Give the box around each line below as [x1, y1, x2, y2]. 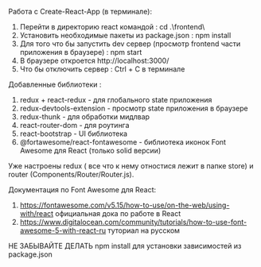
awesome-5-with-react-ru [19, 226, 107, 235]
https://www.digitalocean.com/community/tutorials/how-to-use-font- [19, 218, 247, 226]
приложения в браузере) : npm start [19, 48, 142, 56]
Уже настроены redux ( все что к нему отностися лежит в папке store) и [8, 161, 254, 170]
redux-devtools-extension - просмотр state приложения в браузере [19, 103, 248, 113]
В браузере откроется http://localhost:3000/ [19, 56, 169, 65]
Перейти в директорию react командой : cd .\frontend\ [19, 22, 205, 31]
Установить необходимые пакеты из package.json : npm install [19, 31, 232, 40]
